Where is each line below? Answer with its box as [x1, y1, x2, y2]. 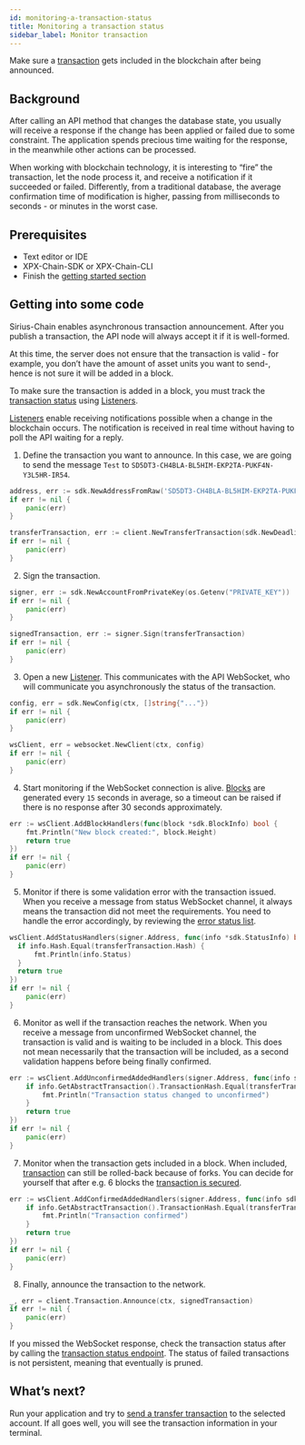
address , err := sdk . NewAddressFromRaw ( [9, 486, 165, 496]
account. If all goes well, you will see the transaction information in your [9, 1417, 278, 1429]
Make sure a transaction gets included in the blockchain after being [9, 56, 261, 66]
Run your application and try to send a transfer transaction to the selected [9, 1408, 286, 1419]
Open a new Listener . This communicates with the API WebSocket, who [22, 671, 290, 682]
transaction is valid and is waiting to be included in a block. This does [22, 1036, 283, 1047]
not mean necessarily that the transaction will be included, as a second [22, 1046, 289, 1056]
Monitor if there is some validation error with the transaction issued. [22, 886, 277, 897]
